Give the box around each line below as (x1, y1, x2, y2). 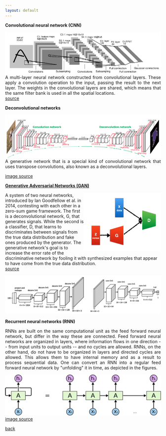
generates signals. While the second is (5, 219, 84, 225)
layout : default (5, 8, 39, 13)
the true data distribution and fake (5, 235, 75, 240)
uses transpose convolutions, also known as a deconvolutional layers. (5, 163, 147, 170)
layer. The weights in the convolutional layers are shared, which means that (5, 85, 161, 91)
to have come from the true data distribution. (5, 261, 96, 267)
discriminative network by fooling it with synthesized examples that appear (5, 255, 158, 261)
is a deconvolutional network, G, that (5, 213, 80, 219)
